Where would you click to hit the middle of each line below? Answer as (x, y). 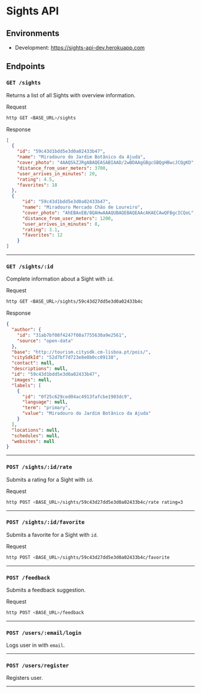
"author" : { (27, 330)
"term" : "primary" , (46, 408)
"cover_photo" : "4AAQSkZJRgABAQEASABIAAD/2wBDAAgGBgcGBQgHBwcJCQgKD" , (107, 163)
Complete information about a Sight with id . (60, 279)
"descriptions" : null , (40, 369)
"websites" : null (33, 441)
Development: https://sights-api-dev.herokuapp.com (80, 47)
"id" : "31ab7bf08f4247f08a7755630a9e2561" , (72, 335)
